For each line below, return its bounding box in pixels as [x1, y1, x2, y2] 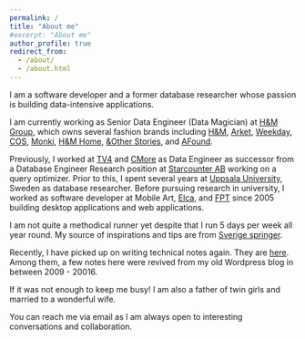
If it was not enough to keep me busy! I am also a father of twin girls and [9, 283, 280, 294]
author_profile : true [9, 38, 92, 48]
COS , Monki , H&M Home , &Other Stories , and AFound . [9, 136, 214, 147]
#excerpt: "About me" [9, 30, 92, 39]
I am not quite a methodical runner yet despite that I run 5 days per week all [9, 220, 293, 231]
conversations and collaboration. [9, 321, 133, 332]
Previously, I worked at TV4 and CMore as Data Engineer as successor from [9, 153, 294, 164]
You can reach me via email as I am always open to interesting [9, 311, 243, 322]
